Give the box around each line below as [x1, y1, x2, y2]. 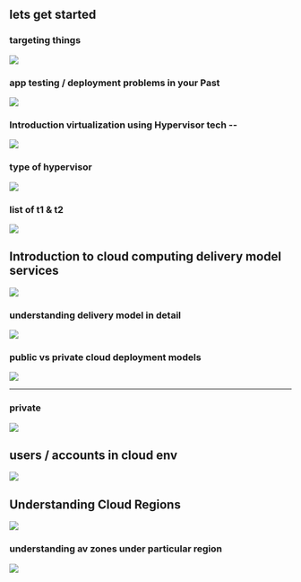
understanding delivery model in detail [9, 309, 182, 322]
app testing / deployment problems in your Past [9, 76, 220, 89]
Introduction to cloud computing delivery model [9, 249, 282, 264]
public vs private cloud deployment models [9, 350, 202, 363]
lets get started [9, 7, 97, 22]
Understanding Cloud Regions [9, 497, 181, 512]
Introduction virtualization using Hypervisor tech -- [9, 119, 237, 131]
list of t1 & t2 [9, 203, 64, 216]
